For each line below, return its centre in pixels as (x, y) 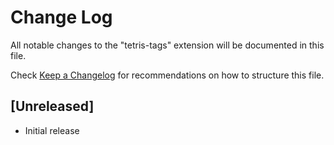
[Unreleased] (52, 106)
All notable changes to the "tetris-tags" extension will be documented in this (167, 45)
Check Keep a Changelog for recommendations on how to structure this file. (167, 75)
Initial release (52, 130)
